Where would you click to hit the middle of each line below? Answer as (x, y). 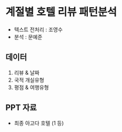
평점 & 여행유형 (31, 87)
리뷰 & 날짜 (27, 72)
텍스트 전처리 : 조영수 (38, 29)
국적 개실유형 (29, 80)
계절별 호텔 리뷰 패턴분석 (61, 12)
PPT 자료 (21, 108)
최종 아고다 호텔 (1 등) (39, 123)
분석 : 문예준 (28, 37)
